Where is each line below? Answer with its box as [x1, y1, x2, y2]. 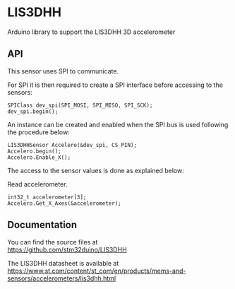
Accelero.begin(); [7, 148, 61, 155]
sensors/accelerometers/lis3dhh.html [7, 273, 116, 283]
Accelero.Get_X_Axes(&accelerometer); [7, 199, 121, 207]
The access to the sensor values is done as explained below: [7, 166, 185, 175]
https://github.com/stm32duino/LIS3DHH [7, 245, 127, 254]
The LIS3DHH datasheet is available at [7, 259, 119, 267]
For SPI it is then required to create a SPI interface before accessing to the [7, 81, 224, 89]
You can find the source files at [7, 237, 98, 246]
